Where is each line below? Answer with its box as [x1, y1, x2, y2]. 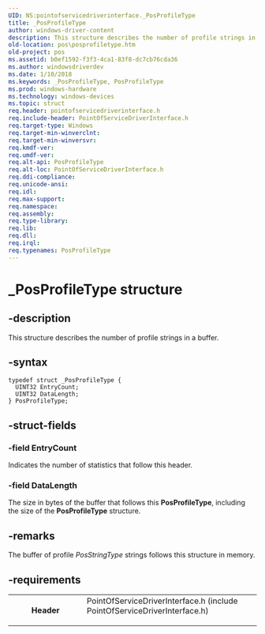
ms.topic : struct [8, 99, 65, 107]
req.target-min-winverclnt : [8, 129, 101, 137]
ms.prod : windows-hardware [8, 84, 97, 93]
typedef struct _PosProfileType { [8, 377, 122, 385]
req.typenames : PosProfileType [8, 246, 111, 254]
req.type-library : [8, 217, 69, 225]
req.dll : [8, 232, 37, 240]
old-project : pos [8, 48, 65, 56]
